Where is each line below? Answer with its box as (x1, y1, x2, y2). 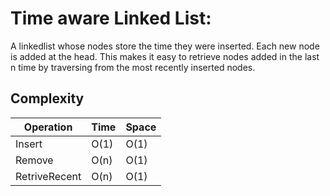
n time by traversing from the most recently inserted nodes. (10, 61, 256, 73)
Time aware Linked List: (10, 7, 212, 30)
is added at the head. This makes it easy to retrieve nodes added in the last (10, 50, 320, 62)
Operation (23, 120, 73, 134)
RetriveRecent (15, 169, 82, 183)
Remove (15, 153, 54, 167)
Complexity (10, 90, 85, 107)
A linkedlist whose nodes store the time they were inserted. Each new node (10, 40, 320, 52)
